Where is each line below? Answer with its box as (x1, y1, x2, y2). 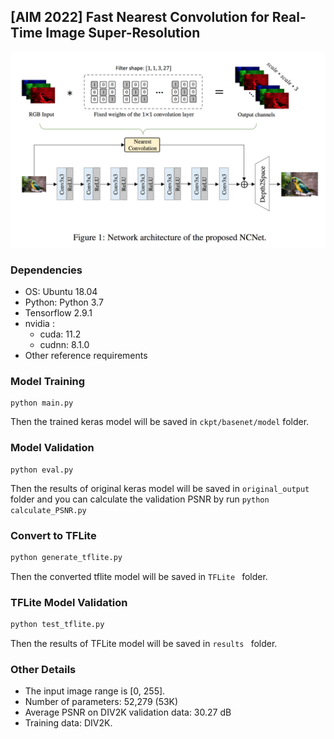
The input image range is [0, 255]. (24, 685, 166, 697)
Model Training (10, 375, 86, 389)
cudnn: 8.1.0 (39, 339, 90, 351)
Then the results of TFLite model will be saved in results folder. (10, 638, 278, 650)
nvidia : (24, 318, 55, 330)
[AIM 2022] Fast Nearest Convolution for (10, 9, 270, 26)
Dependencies (10, 263, 83, 277)
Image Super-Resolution (45, 25, 201, 42)
